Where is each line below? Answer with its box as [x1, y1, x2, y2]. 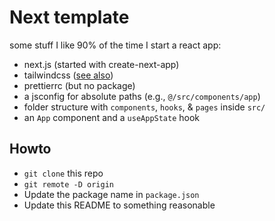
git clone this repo [23, 167, 104, 179]
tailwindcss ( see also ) [23, 69, 114, 81]
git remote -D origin [23, 179, 114, 190]
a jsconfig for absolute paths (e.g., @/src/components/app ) [23, 90, 261, 102]
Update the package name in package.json [23, 188, 200, 200]
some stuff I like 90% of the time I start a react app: [9, 39, 222, 51]
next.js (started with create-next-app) [23, 58, 180, 70]
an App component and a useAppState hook [23, 111, 201, 123]
